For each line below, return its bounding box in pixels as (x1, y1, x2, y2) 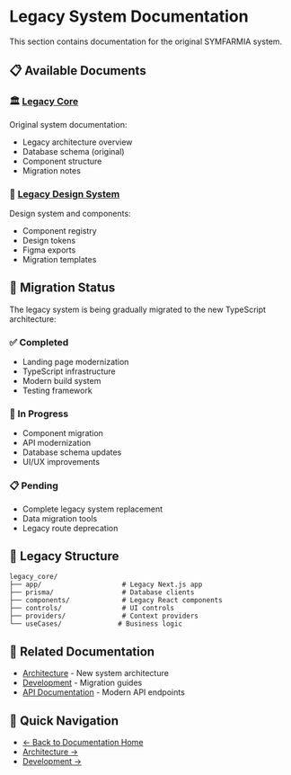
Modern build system (22, 376, 101, 387)
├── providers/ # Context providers (9, 611, 199, 621)
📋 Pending (9, 479, 58, 492)
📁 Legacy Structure (9, 548, 119, 564)
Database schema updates (22, 447, 122, 458)
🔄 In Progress (9, 407, 69, 420)
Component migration (22, 428, 103, 439)
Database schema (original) (22, 146, 125, 156)
